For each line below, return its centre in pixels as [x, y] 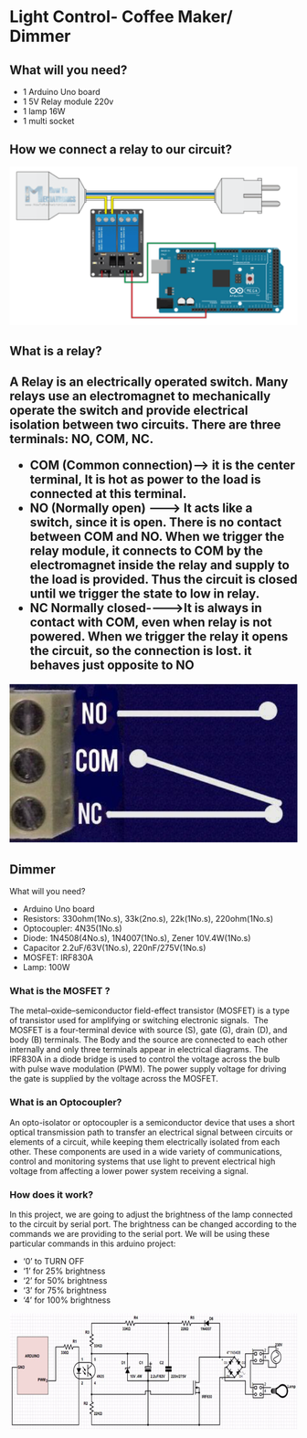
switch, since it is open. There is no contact [156, 523]
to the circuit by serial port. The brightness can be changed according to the [153, 1224]
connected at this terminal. [108, 494]
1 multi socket [48, 121]
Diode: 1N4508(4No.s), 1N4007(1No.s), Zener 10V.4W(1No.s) [137, 938]
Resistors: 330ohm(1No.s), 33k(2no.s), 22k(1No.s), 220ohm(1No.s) [148, 919]
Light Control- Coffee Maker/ [121, 17]
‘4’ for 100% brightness [67, 1300]
